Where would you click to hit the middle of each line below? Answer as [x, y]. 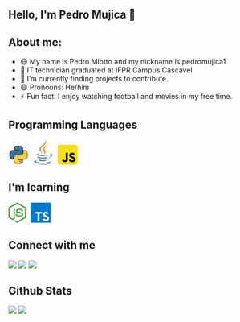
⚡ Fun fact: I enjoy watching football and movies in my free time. [126, 97]
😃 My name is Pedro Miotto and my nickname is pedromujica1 [123, 62]
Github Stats [40, 291]
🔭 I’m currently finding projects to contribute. [94, 79]
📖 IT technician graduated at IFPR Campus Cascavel [106, 70]
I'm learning [39, 187]
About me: [35, 42]
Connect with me [52, 245]
